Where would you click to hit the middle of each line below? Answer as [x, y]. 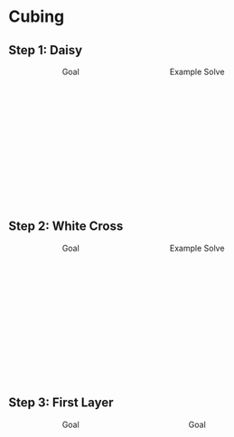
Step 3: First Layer [61, 403]
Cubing [37, 17]
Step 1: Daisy [46, 50]
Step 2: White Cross [66, 227]
